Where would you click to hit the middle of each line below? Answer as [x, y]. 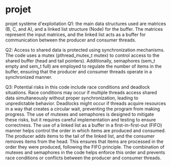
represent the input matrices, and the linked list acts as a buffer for [76, 34]
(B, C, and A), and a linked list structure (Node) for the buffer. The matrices [84, 29]
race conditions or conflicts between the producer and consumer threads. [83, 158]
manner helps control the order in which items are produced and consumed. [86, 130]
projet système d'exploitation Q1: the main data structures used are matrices [86, 24]
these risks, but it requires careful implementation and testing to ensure [81, 119]
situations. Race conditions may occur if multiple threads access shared [81, 92]
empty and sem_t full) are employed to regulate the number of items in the [84, 66]
